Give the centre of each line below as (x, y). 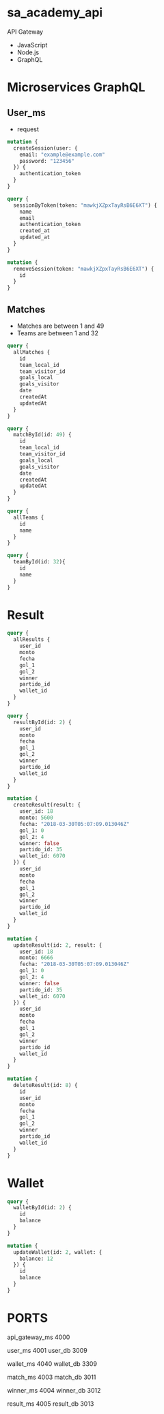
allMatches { (32, 352)
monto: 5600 (36, 818)
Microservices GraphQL (76, 88)
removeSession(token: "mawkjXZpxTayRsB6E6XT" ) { (84, 269)
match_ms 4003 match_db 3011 (52, 1377)
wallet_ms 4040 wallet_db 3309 (52, 1363)
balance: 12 (36, 1259)
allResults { (32, 640)
